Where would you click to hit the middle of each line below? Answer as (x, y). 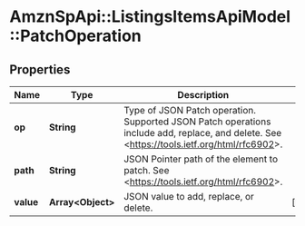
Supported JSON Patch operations (197, 122)
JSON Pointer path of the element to (201, 159)
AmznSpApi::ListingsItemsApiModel (150, 17)
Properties (40, 69)
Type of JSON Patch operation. (190, 110)
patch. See (147, 170)
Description (203, 95)
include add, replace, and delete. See (203, 133)
